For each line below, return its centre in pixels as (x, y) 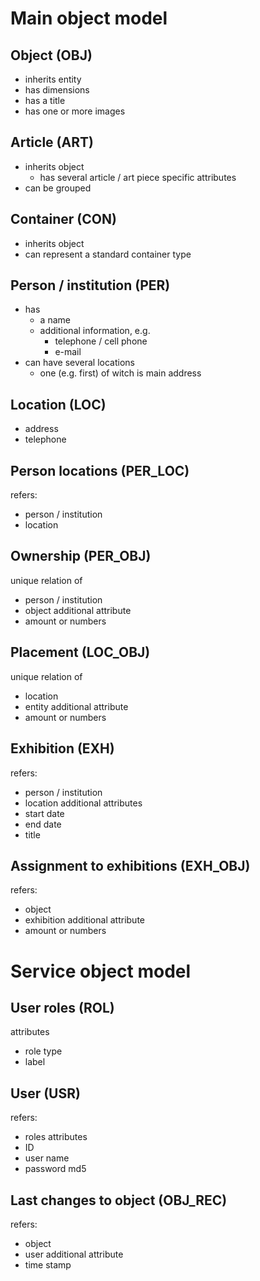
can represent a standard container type (108, 254)
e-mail (68, 352)
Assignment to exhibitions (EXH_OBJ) (130, 865)
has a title (45, 100)
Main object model (89, 18)
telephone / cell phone (101, 341)
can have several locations (79, 363)
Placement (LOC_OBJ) (80, 652)
